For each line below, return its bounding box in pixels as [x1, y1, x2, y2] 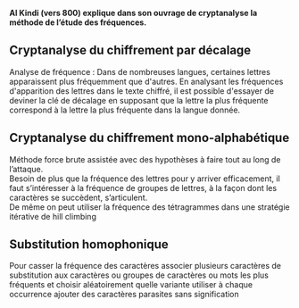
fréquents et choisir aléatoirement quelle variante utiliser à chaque [9, 279, 253, 290]
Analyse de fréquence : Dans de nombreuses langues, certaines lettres [9, 66, 270, 77]
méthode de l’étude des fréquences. [9, 17, 147, 28]
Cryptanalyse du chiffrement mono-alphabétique [9, 130, 290, 146]
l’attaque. [9, 163, 44, 174]
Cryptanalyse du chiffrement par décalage [9, 43, 252, 58]
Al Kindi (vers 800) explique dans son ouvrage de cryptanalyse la [9, 8, 258, 18]
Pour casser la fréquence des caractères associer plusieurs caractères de [9, 261, 282, 271]
